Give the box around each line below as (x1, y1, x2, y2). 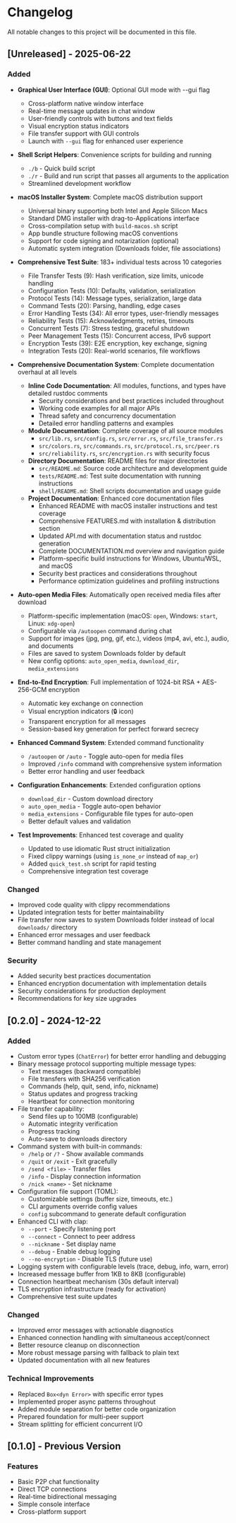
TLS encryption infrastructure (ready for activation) (17, 1284, 167, 1293)
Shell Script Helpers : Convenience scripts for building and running (17, 150, 212, 159)
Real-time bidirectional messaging (17, 1493, 117, 1501)
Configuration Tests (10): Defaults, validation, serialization (27, 286, 196, 295)
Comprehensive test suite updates (17, 1292, 118, 1300)
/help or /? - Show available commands (27, 1149, 144, 1158)
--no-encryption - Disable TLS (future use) (27, 1254, 153, 1263)
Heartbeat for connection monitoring (27, 1097, 135, 1105)
